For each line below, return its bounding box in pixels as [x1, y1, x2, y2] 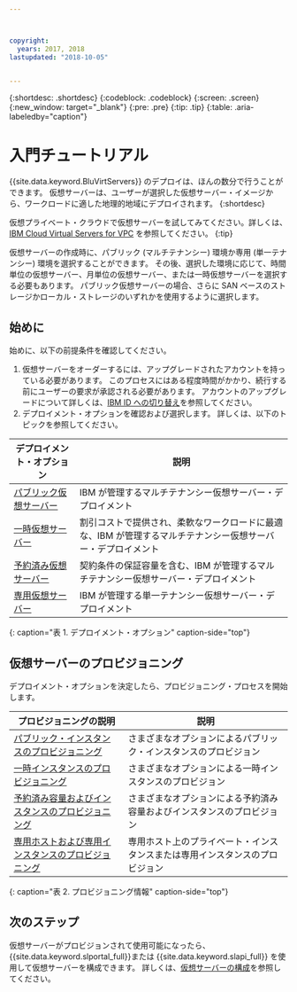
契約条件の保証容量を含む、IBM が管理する [79, 559, 258, 572]
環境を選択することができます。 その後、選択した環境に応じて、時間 [37, 258, 286, 269]
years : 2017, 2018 [17, 44, 86, 53]
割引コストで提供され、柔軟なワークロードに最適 [79, 516, 284, 528]
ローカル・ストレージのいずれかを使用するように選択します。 [39, 292, 264, 302]
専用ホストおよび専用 [13, 835, 103, 847]
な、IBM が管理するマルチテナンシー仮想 [79, 529, 249, 542]
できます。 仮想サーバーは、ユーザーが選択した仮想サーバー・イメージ [9, 187, 266, 198]
